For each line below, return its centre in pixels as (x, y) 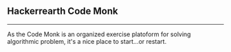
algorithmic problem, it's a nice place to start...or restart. (87, 41)
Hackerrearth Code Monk (63, 11)
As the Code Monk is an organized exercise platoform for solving (99, 34)
